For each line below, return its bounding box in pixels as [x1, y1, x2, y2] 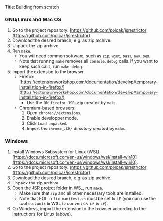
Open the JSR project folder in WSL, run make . [12, 185, 103, 191]
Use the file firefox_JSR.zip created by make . [26, 100, 117, 106]
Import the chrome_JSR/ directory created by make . [26, 126, 126, 131]
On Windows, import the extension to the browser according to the [12, 205, 146, 211]
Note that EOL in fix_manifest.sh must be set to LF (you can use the [19, 195, 156, 201]
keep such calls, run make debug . [19, 63, 84, 70]
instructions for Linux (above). [12, 211, 73, 217]
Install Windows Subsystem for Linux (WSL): [12, 148, 101, 155]
